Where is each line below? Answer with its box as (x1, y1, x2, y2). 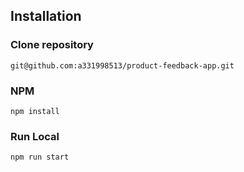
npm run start (10, 152, 70, 163)
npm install (10, 106, 60, 116)
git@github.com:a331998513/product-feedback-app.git (10, 60, 235, 71)
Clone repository (10, 38, 94, 52)
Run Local (10, 129, 60, 143)
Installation (10, 8, 82, 25)
